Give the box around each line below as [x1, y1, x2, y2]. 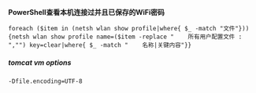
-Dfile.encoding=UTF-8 [8, 77, 83, 85]
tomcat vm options [8, 58, 72, 67]
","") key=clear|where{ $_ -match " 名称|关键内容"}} [8, 41, 192, 49]
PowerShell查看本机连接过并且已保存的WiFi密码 [8, 8, 165, 16]
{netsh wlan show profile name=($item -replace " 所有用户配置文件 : [8, 33, 243, 41]
